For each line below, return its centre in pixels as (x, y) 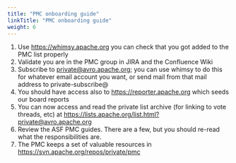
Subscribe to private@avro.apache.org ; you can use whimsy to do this (120, 70)
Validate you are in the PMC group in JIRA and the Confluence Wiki (115, 62)
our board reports (43, 99)
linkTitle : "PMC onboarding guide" (60, 20)
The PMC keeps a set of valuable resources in (84, 145)
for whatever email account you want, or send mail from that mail (112, 77)
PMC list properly (43, 54)
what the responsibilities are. (59, 137)
